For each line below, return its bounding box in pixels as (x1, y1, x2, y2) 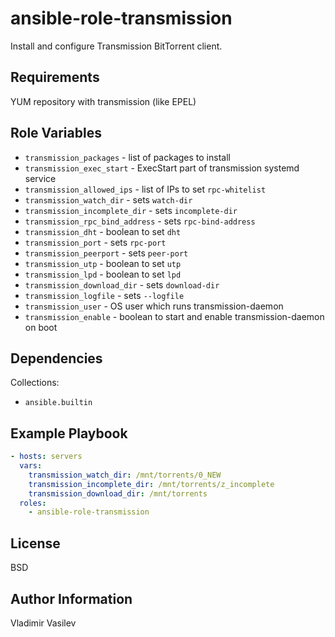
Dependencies (10, 350, 103, 367)
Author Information (10, 590, 133, 607)
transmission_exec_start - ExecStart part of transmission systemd (24, 162, 300, 174)
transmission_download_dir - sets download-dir (24, 278, 220, 291)
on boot (24, 321, 58, 333)
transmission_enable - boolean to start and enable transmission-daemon (24, 310, 325, 322)
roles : (19, 498, 47, 508)
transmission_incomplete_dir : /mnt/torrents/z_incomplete (28, 479, 275, 489)
